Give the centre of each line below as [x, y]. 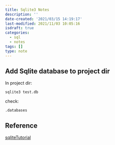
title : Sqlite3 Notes [27, 10]
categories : [17, 33]
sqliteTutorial [18, 138]
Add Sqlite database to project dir [57, 71]
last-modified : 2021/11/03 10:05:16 [43, 24]
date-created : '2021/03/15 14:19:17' [44, 19]
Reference [21, 125]
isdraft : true [20, 28]
